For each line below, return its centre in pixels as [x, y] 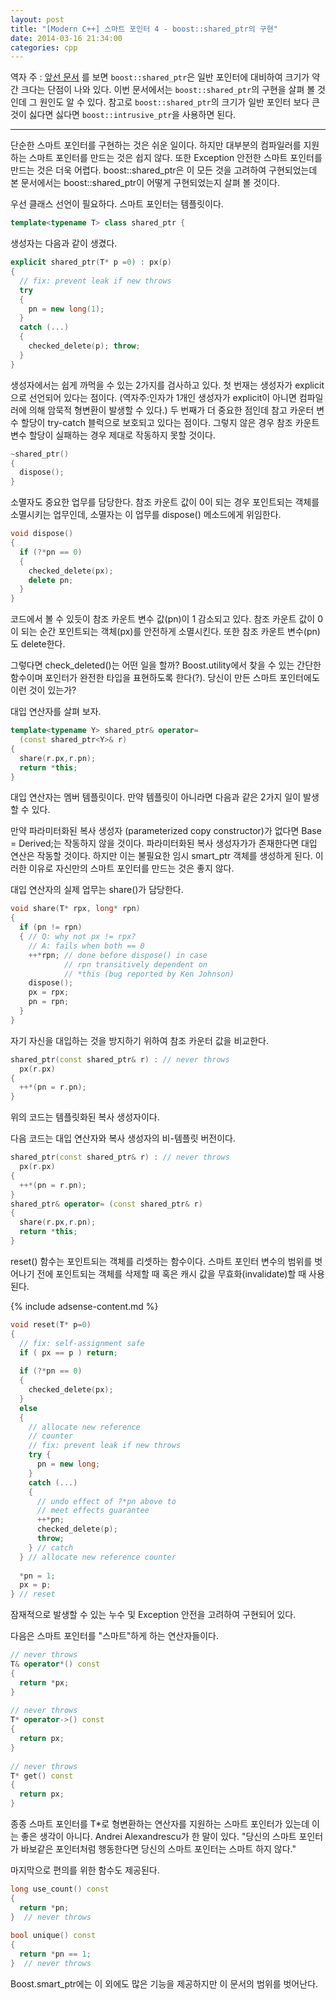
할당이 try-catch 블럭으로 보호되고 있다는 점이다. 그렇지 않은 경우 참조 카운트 [170, 422]
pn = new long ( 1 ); [66, 309]
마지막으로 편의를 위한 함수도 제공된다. [85, 1870]
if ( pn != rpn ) [51, 927]
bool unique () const [53, 1936]
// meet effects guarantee [93, 1511]
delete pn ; [51, 580]
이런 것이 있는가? [43, 690]
